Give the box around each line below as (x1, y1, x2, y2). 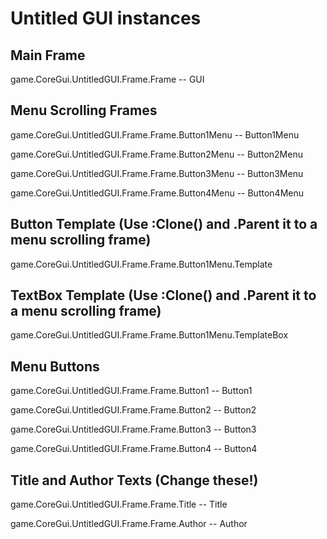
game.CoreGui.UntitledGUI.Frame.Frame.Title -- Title (10, 498, 228, 511)
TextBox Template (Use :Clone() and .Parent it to (10, 287, 317, 304)
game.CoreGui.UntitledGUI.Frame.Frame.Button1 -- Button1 (10, 385, 253, 397)
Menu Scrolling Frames (10, 102, 158, 119)
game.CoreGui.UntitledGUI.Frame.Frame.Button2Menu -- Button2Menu (10, 148, 303, 160)
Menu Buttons (10, 358, 100, 375)
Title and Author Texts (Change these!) (10, 472, 259, 489)
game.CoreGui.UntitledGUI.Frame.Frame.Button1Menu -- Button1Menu (10, 128, 300, 141)
